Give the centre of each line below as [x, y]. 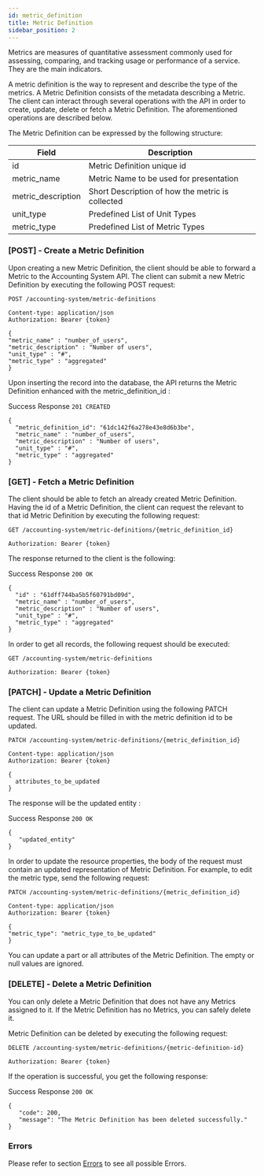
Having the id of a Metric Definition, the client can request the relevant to [126, 507]
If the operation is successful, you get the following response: [108, 1076]
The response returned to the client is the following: [92, 558]
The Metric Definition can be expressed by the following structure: [115, 133]
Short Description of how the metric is [159, 191]
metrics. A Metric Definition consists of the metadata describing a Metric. [127, 93]
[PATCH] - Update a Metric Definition [80, 692]
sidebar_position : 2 [42, 30]
